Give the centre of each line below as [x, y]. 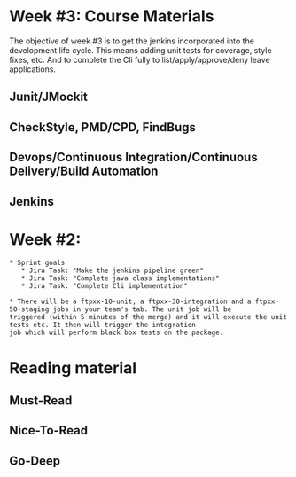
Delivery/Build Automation [84, 172]
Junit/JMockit [49, 97]
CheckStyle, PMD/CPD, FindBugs [103, 127]
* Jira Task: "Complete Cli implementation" [105, 286]
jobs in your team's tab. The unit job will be [142, 309]
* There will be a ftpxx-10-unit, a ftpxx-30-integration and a [130, 302]
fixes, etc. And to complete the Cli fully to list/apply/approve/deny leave [140, 59]
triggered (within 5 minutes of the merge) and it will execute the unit [148, 317]
